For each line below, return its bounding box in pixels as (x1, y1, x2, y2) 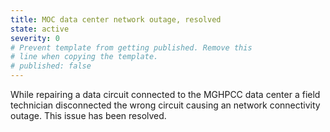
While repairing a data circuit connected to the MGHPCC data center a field (10, 89, 321, 100)
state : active (10, 24, 70, 34)
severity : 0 (10, 33, 60, 43)
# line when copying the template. (10, 52, 159, 62)
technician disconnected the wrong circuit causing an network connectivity (10, 99, 321, 111)
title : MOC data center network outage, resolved (10, 14, 222, 25)
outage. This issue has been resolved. (10, 110, 167, 121)
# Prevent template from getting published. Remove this (10, 42, 253, 53)
